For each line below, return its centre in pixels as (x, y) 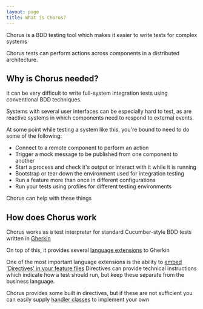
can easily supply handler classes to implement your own (78, 300)
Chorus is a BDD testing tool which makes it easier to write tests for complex (102, 35)
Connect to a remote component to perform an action (82, 148)
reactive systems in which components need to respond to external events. (100, 118)
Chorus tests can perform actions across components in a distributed (93, 53)
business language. (31, 281)
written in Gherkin (28, 239)
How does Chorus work (52, 217)
